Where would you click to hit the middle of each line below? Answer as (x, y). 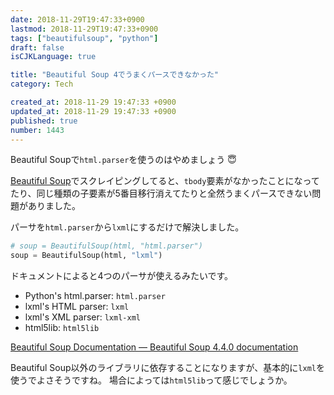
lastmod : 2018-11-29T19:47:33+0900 (84, 29)
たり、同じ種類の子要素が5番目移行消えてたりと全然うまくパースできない (161, 193)
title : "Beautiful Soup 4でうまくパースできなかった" (114, 75)
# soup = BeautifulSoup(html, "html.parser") (106, 246)
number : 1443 (37, 130)
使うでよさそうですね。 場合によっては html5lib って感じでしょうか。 (151, 380)
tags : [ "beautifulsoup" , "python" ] (84, 38)
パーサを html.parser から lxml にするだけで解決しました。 (127, 227)
